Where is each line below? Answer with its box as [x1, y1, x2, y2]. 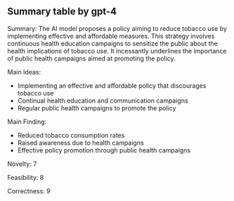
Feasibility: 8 [7, 173, 44, 181]
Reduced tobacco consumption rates [17, 131, 125, 139]
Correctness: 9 [7, 186, 51, 195]
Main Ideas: [7, 67, 41, 76]
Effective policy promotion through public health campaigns [17, 145, 191, 154]
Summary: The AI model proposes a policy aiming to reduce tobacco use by [7, 24, 227, 32]
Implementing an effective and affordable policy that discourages [17, 81, 207, 90]
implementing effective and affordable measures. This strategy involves [7, 32, 215, 40]
